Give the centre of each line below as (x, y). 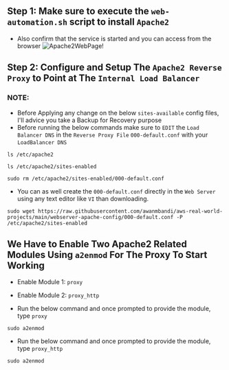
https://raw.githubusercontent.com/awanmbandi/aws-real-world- (130, 211)
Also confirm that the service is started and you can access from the (114, 38)
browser (29, 46)
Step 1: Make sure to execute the (78, 11)
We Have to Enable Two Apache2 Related (97, 244)
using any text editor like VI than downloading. (83, 198)
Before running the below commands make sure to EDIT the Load (108, 127)
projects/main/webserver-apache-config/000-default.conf (90, 217)
